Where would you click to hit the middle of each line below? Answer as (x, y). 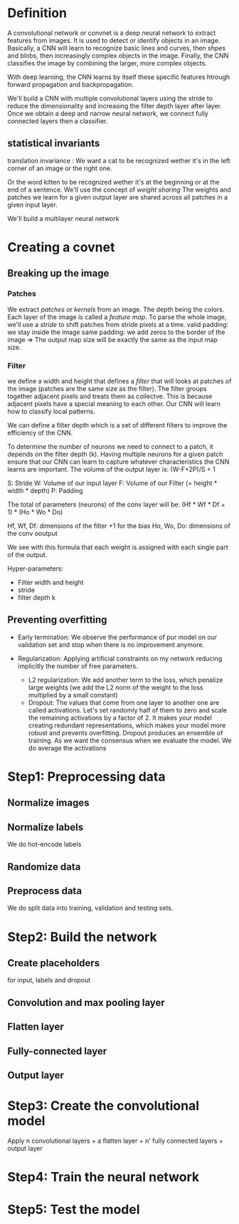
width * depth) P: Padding (45, 490)
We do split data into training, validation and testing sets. (90, 908)
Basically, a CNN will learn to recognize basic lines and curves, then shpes (117, 48)
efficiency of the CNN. (40, 432)
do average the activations (67, 748)
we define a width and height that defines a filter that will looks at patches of (119, 381)
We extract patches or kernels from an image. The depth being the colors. (116, 309)
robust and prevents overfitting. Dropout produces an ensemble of (126, 732)
